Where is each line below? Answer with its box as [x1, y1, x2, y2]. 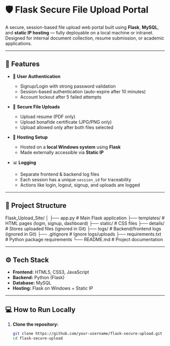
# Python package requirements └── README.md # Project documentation [5, 236, 163, 242]
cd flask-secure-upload [12, 336, 63, 341]
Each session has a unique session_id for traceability [20, 176, 132, 182]
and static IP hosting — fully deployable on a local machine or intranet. [5, 29, 154, 35]
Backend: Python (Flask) [12, 275, 65, 281]
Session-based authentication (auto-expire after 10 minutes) [20, 88, 146, 94]
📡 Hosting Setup [12, 134, 48, 140]
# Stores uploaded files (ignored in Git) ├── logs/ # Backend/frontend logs [5, 225, 161, 232]
